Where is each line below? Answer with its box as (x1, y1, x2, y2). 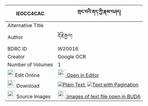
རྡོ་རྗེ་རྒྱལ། (57, 32, 73, 38)
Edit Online (15, 72, 40, 78)
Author (7, 34, 23, 40)
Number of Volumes (7, 61, 53, 68)
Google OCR (57, 53, 86, 60)
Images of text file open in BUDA (66, 93, 141, 100)
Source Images (16, 93, 51, 100)
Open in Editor (66, 72, 99, 78)
